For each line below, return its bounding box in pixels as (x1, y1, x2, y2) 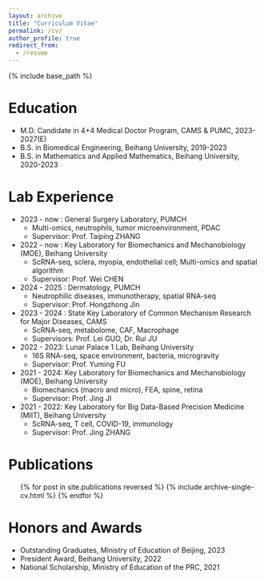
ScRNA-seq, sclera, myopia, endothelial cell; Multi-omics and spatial (31, 257, 258, 266)
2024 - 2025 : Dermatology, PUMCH (19, 282, 141, 292)
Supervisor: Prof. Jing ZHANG (31, 427, 131, 437)
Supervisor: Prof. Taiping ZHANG (31, 231, 141, 241)
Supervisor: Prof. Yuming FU (31, 359, 126, 369)
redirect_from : (8, 42, 59, 50)
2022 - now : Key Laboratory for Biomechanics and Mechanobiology (19, 240, 246, 249)
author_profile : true (8, 34, 81, 43)
